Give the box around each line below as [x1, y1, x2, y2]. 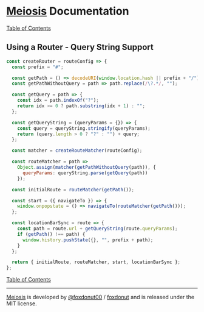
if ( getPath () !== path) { [17, 231, 86, 237]
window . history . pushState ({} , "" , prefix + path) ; [22, 236, 154, 243]
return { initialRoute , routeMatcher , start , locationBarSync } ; [12, 259, 181, 266]
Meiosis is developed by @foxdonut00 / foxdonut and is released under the [6, 294, 195, 301]
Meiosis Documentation [6, 4, 129, 18]
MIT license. [6, 300, 38, 307]
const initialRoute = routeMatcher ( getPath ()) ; [12, 186, 135, 193]
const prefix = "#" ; [12, 64, 64, 70]
